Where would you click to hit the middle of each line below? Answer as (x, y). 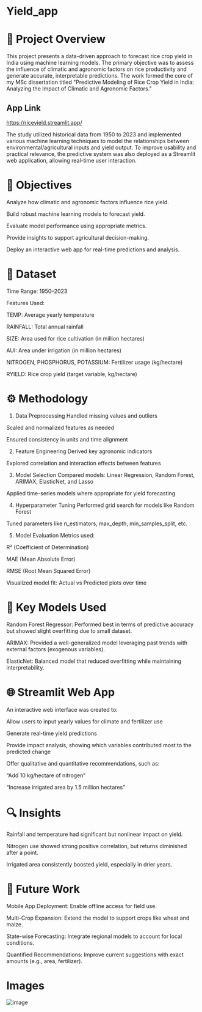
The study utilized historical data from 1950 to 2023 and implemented (94, 134)
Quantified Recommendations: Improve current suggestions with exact (95, 955)
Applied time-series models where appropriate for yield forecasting (91, 493)
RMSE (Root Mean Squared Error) (49, 571)
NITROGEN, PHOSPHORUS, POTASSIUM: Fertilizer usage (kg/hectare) (95, 362)
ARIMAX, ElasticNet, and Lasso (54, 481)
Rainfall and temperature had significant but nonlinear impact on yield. (95, 834)
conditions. (20, 942)
